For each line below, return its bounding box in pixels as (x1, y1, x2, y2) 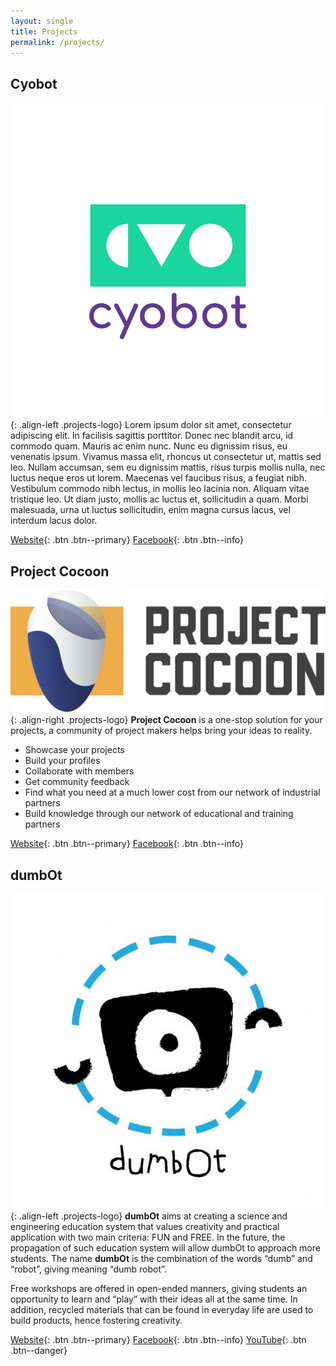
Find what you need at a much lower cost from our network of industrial (24, 786, 321, 799)
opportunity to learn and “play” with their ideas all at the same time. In (10, 1293, 298, 1305)
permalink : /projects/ (10, 37, 105, 47)
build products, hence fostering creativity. (10, 1315, 183, 1327)
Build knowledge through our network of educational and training (24, 808, 294, 820)
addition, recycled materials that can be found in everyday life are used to (10, 1304, 314, 1316)
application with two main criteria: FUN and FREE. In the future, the (10, 1231, 286, 1244)
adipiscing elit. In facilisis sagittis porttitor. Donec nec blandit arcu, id (10, 430, 294, 442)
